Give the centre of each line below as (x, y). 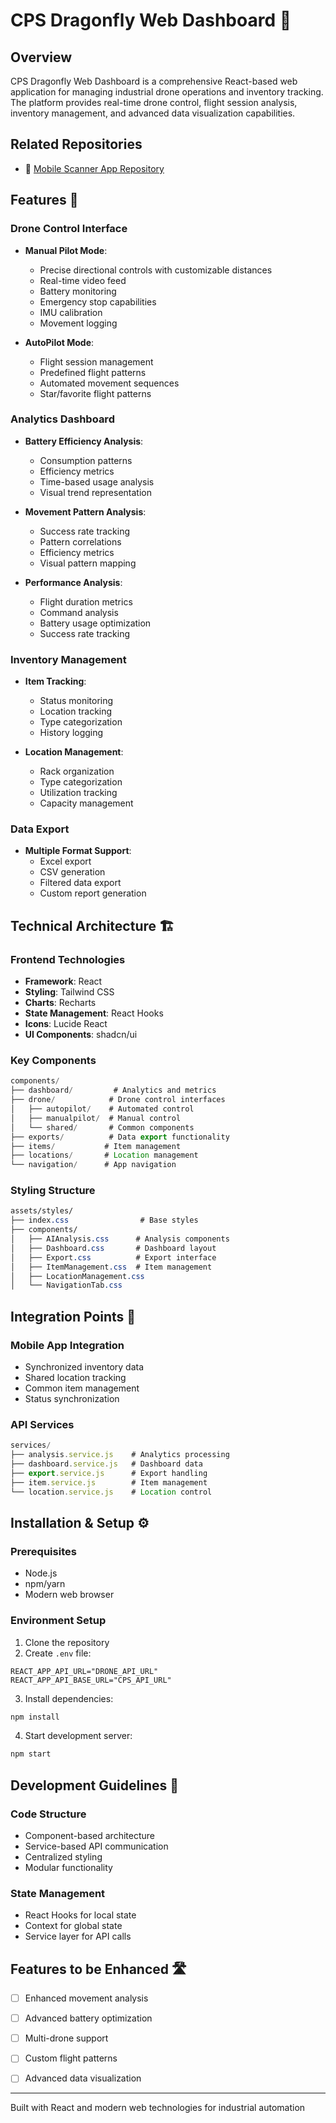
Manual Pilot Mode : (66, 250)
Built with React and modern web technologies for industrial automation (158, 2108)
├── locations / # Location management (104, 1155)
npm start (31, 1754)
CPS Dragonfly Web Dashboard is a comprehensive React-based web (154, 81)
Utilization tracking (78, 793)
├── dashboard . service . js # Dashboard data (106, 1464)
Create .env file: (58, 1653)
